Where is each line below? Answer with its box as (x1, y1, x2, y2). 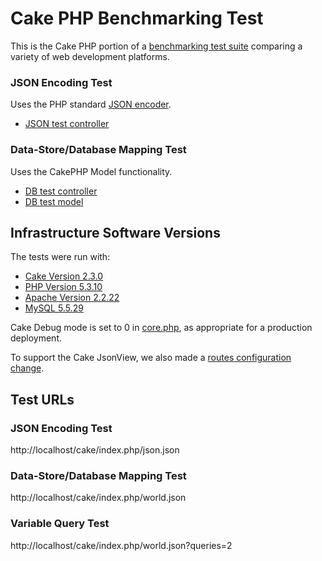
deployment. (10, 332, 62, 344)
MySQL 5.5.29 (24, 302, 84, 314)
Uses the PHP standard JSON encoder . (10, 98, 172, 111)
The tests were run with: (10, 251, 111, 263)
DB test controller (24, 185, 98, 197)
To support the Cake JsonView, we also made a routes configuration (10, 352, 292, 364)
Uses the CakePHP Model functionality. (10, 165, 173, 177)
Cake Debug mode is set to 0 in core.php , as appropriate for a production (10, 322, 313, 334)
